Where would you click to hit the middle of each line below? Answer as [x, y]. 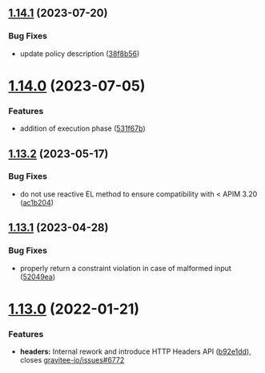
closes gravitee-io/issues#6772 [72, 360]
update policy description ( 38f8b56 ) [80, 53]
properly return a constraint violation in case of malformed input [126, 268]
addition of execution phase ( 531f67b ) [82, 128]
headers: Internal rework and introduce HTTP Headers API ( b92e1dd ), [136, 351]
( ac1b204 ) [37, 202]
